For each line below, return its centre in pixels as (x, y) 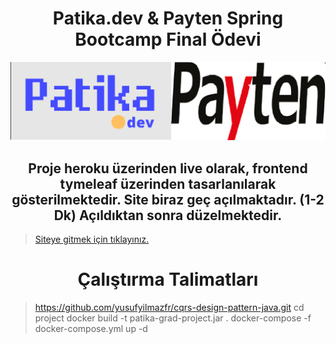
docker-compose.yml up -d (91, 329)
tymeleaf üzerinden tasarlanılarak (168, 183)
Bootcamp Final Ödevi (168, 39)
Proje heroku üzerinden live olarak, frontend (168, 168)
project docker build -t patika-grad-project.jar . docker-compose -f (173, 318)
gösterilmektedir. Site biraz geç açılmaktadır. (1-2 (168, 199)
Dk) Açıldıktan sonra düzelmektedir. (168, 215)
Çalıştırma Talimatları (168, 279)
